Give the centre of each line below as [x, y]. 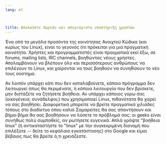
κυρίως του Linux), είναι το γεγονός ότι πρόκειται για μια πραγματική [77, 47]
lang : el [14, 10]
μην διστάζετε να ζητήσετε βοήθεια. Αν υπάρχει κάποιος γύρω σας [75, 94]
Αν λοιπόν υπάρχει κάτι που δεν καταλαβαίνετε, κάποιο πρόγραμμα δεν [80, 83]
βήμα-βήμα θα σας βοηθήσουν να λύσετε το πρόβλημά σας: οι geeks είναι [83, 115]
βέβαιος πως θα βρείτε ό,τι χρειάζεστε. [46, 136]
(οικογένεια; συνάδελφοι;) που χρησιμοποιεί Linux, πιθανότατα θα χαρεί [81, 99]
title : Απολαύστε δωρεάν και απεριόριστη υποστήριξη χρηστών [70, 27]
